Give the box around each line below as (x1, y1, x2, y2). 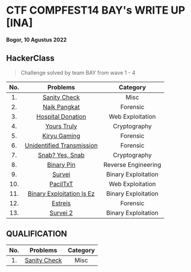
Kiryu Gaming (42, 132, 81, 140)
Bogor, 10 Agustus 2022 (6, 36, 67, 43)
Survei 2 (49, 209, 73, 217)
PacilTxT (49, 180, 74, 188)
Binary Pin (47, 161, 76, 169)
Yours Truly (45, 122, 78, 130)
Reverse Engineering (103, 161, 161, 169)
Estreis (52, 199, 71, 207)
